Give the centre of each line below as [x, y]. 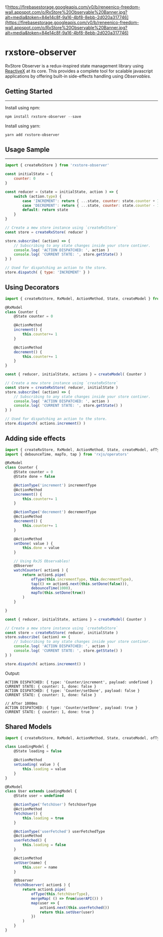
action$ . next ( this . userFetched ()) [74, 907]
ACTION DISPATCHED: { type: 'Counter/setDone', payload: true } [71, 708]
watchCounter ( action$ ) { [41, 570]
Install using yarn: [23, 126]
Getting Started [29, 92]
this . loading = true [43, 818]
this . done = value [41, 548]
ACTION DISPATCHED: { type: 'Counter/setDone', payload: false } [72, 691]
